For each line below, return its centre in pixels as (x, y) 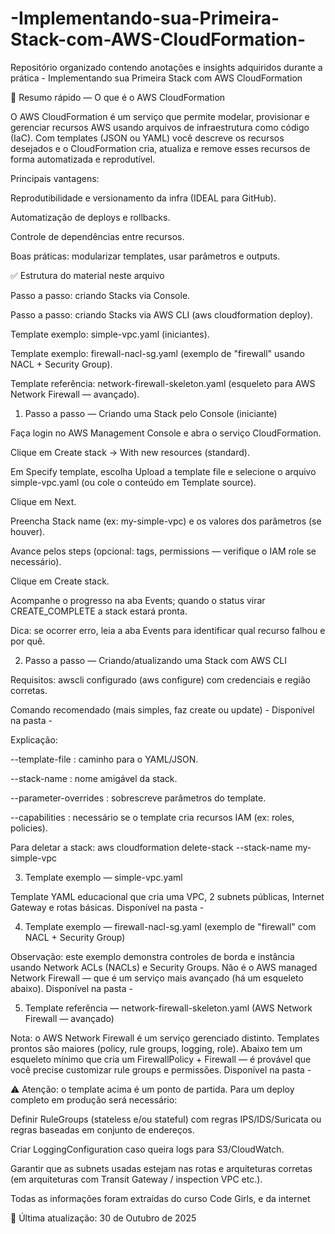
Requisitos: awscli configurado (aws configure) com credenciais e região (160, 679)
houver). (28, 531)
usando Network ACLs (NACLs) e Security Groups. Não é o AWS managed (164, 967)
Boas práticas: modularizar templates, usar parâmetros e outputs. (145, 256)
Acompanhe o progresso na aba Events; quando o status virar (138, 600)
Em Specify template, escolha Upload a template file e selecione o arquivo (163, 471)
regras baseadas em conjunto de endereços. (102, 1129)
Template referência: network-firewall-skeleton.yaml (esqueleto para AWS (163, 383)
